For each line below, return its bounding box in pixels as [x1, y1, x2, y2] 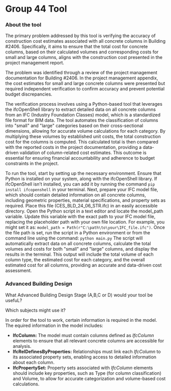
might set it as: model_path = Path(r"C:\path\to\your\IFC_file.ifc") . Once [5, 224, 165, 230]
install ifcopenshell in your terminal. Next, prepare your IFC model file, [5, 187, 159, 193]
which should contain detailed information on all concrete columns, [5, 192, 146, 198]
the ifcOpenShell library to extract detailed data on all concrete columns [5, 106, 156, 112]
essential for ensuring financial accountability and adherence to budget [5, 155, 155, 161]
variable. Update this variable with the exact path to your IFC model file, [5, 214, 156, 220]
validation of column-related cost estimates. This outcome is [19, 149, 147, 156]
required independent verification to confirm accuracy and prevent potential [5, 86, 165, 92]
